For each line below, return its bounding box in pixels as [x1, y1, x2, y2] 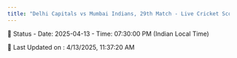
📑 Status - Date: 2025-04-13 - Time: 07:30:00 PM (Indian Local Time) [7, 29, 209, 38]
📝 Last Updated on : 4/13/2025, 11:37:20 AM [7, 43, 135, 51]
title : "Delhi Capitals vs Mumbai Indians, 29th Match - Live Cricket [7, 10, 219, 17]
